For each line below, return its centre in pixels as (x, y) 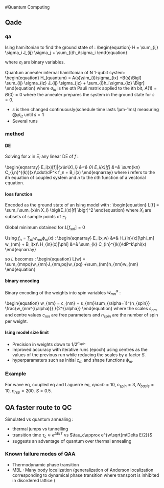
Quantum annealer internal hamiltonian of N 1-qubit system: (65, 73)
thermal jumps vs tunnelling (40, 429)
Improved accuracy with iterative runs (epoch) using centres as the (80, 349)
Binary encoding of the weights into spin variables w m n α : (63, 293)
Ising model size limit (27, 332)
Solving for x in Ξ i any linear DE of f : (42, 157)
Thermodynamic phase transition (46, 464)
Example (16, 374)
